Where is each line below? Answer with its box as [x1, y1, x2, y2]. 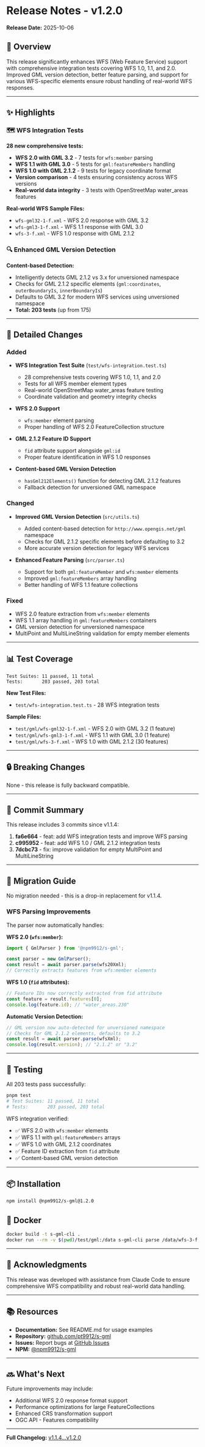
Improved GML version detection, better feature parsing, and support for [6, 71, 189, 78]
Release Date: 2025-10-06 [6, 24, 74, 31]
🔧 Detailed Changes [6, 330, 83, 340]
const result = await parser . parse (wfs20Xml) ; [6, 962, 127, 968]
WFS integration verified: [6, 1115, 69, 1122]
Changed [6, 499, 35, 508]
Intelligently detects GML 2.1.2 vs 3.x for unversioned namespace [15, 273, 179, 281]
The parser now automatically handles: [6, 921, 104, 929]
